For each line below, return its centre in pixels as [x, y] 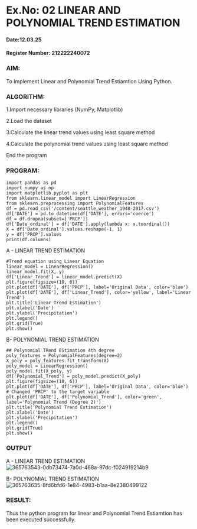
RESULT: [19, 500]
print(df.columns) [29, 240]
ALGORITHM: [26, 96]
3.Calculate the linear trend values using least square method [81, 132]
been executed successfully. [41, 519]
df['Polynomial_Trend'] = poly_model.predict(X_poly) [74, 377]
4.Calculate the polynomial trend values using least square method [87, 144]
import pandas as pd [32, 183]
